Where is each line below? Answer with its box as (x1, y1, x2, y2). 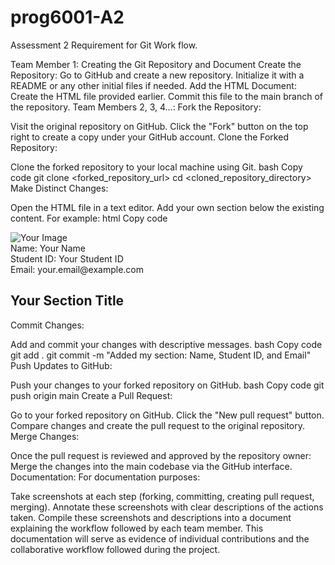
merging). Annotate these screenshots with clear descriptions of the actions (10, 501, 324, 513)
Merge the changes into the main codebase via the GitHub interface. (10, 460, 293, 472)
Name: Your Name (10, 242, 86, 254)
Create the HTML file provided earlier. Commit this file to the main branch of (10, 90, 324, 102)
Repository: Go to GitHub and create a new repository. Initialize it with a (10, 69, 305, 81)
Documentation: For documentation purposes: (10, 471, 201, 483)
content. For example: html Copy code (10, 212, 168, 224)
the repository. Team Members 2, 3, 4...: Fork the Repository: (10, 101, 262, 113)
